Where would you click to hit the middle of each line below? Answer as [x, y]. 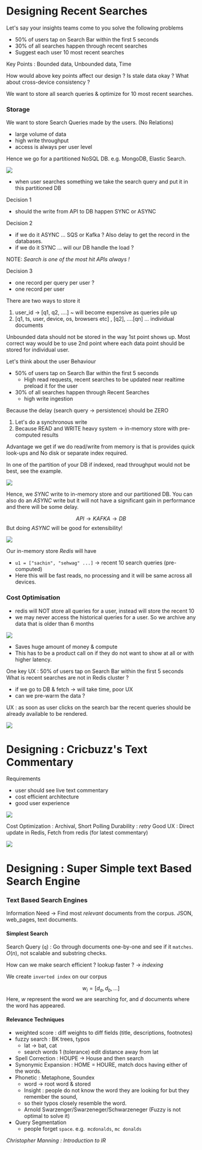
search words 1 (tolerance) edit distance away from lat [91, 1052]
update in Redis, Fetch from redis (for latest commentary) [77, 833]
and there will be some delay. [43, 507]
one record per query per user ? [55, 283]
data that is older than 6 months [54, 624]
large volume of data [41, 134]
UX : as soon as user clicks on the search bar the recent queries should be [99, 707]
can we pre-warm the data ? [50, 695]
